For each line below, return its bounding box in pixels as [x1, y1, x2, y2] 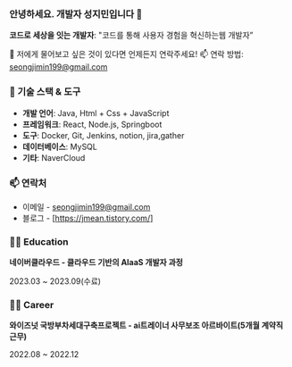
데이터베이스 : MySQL [21, 141, 98, 152]
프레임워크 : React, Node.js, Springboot [21, 119, 163, 129]
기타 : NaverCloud [21, 152, 86, 163]
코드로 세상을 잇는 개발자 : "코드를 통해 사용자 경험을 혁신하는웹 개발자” [9, 29, 254, 41]
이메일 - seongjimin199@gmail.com [21, 201, 151, 212]
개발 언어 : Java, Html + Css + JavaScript [21, 107, 170, 118]
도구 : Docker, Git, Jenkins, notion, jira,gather [21, 129, 185, 140]
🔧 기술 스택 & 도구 [9, 86, 81, 98]
